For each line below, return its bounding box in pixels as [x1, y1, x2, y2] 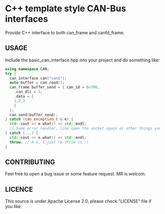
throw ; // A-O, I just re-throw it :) [9, 140, 89, 145]
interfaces [5, 13, 48, 25]
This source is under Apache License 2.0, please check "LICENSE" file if [5, 198, 152, 204]
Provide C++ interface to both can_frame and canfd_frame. [5, 30, 125, 35]
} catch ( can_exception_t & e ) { [5, 117, 74, 122]
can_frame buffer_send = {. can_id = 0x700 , [9, 85, 100, 90]
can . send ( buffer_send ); [9, 112, 58, 117]
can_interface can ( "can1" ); [9, 76, 67, 81]
